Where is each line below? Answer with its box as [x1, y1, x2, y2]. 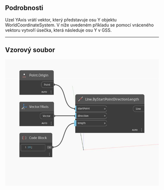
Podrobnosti [5, 4, 43, 12]
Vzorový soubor [5, 46, 55, 54]
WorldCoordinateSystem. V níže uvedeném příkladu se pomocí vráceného [5, 22, 154, 28]
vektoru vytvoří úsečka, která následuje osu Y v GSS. [5, 27, 112, 33]
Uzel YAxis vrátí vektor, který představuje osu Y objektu [5, 17, 117, 22]
